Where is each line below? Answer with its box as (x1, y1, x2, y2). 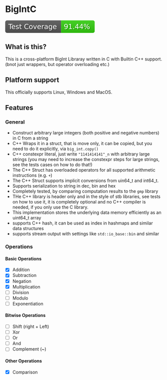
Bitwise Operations (5, 312, 46, 318)
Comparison (12, 369, 38, 375)
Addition (12, 266, 30, 273)
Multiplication (12, 283, 41, 289)
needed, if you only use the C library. (12, 204, 89, 210)
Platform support (5, 76, 59, 84)
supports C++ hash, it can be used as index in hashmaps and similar (12, 220, 153, 226)
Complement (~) (12, 346, 46, 352)
